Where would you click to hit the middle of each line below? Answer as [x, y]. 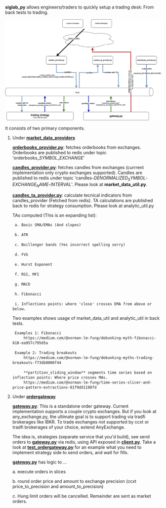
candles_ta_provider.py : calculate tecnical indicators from [72, 195]
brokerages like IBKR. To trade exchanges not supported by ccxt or [81, 422]
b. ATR [21, 235]
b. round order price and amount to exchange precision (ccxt [74, 481]
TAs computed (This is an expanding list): [55, 215]
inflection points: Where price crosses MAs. [60, 378]
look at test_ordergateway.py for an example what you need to [77, 447]
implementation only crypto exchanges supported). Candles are [77, 173]
